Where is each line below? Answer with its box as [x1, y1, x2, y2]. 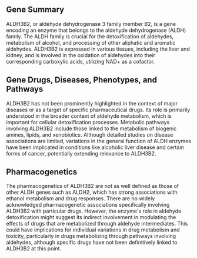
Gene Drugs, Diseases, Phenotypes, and [6, 75, 158, 85]
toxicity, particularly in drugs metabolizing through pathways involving [6, 233, 176, 240]
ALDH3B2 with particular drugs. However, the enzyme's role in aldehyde [6, 207, 182, 214]
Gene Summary [6, 5, 65, 15]
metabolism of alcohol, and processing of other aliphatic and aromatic [6, 39, 176, 46]
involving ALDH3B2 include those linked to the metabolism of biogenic [6, 125, 177, 132]
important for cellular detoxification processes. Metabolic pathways [6, 118, 170, 125]
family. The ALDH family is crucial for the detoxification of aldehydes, [6, 32, 174, 40]
